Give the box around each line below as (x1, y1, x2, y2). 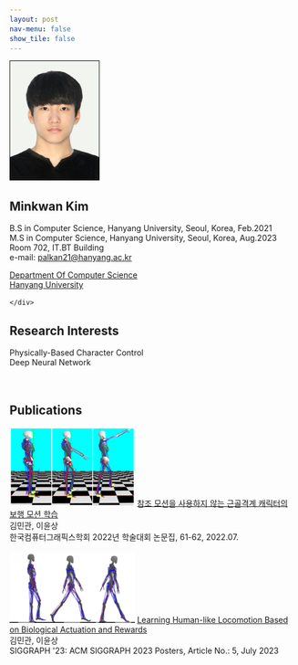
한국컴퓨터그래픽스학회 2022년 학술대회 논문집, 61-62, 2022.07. (9, 532, 239, 543)
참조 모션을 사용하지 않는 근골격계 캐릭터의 (136, 498, 289, 509)
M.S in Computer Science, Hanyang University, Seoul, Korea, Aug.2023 (9, 233, 278, 244)
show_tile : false (9, 34, 76, 43)
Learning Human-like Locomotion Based (136, 615, 289, 626)
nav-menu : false (9, 24, 71, 34)
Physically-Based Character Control (9, 347, 144, 358)
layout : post (9, 15, 59, 24)
